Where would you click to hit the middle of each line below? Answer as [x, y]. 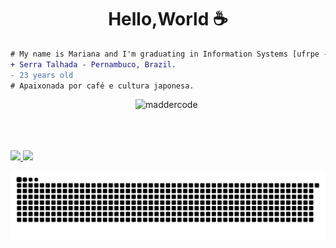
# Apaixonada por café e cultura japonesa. [102, 86]
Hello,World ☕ [168, 19]
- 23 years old [42, 75]
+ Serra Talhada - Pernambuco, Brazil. [93, 64]
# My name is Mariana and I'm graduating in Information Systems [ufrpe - [169, 54]
